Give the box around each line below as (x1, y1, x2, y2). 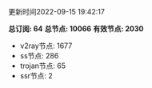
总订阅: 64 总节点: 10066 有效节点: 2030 (8, 24, 144, 34)
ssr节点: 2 (19, 71, 54, 80)
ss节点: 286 (19, 51, 59, 60)
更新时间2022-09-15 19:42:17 (8, 7, 106, 16)
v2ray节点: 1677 (19, 41, 73, 50)
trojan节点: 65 (19, 61, 66, 70)
